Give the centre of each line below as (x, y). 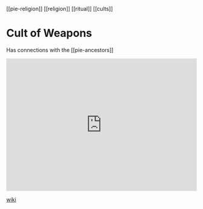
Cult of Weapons (49, 33)
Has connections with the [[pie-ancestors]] (60, 50)
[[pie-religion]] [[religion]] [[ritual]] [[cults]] (60, 9)
